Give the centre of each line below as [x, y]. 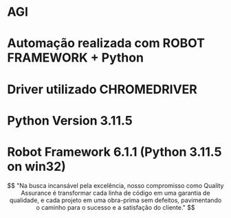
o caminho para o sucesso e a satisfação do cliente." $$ [115, 207]
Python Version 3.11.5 [70, 120]
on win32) [37, 166]
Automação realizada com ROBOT [106, 44]
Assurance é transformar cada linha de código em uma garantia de [115, 193]
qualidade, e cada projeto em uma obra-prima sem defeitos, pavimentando [115, 200]
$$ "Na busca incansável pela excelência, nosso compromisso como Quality [115, 185]
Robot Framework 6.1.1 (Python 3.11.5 [114, 152]
